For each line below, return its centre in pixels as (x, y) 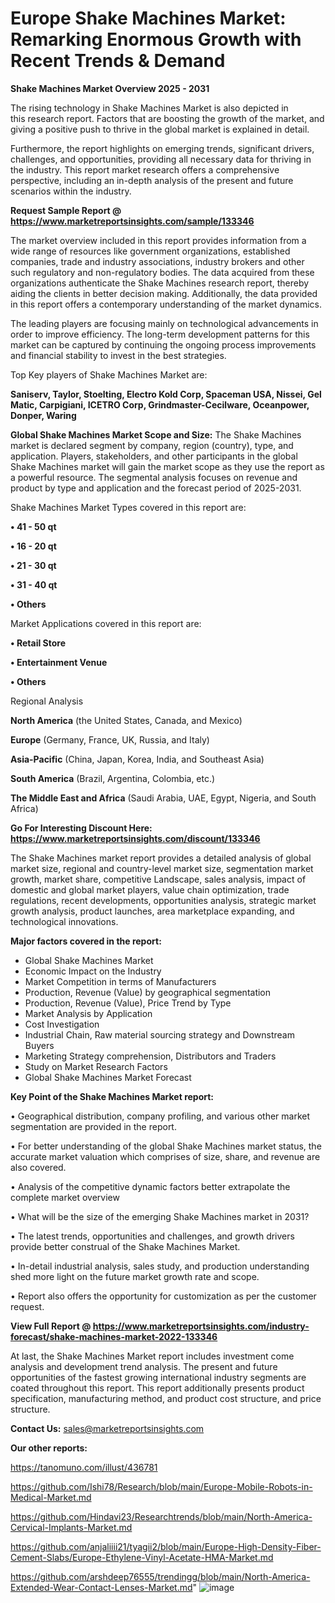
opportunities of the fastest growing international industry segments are (158, 1377)
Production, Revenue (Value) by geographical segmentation (148, 992)
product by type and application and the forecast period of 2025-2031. (156, 488)
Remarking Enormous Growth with (156, 39)
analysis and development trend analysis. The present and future (144, 1366)
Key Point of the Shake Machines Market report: (112, 1096)
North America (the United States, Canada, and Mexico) (126, 720)
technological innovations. (64, 921)
